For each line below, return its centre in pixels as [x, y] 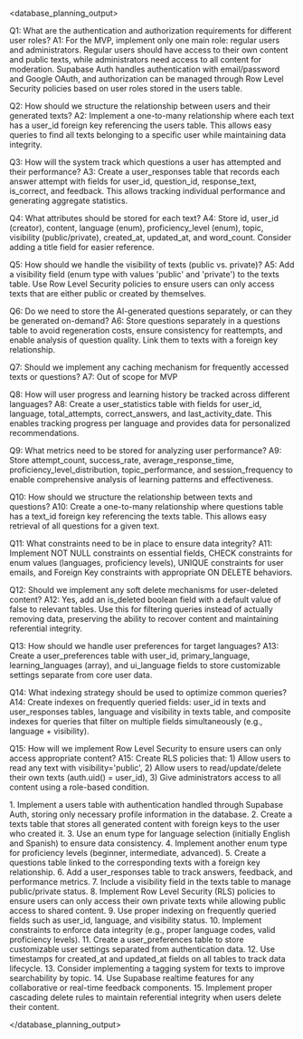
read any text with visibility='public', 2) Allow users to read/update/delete [146, 768]
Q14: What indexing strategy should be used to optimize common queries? [148, 692]
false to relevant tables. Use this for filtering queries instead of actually [141, 609]
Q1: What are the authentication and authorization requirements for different [151, 30]
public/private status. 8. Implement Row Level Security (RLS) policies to [142, 891]
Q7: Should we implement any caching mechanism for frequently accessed [149, 367]
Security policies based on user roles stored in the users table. [126, 88]
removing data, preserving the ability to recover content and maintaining [144, 619]
